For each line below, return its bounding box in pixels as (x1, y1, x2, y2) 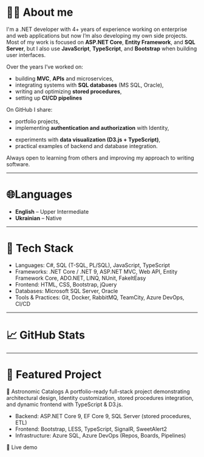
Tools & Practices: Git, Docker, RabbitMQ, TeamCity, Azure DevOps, (15, 294, 185, 301)
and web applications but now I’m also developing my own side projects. (6, 32, 188, 39)
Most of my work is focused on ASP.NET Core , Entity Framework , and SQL (6, 38, 195, 46)
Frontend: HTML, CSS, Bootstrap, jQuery (15, 280, 117, 288)
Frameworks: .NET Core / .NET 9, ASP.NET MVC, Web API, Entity (15, 268, 178, 275)
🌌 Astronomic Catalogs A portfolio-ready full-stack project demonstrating (6, 388, 190, 395)
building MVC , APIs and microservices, (15, 75, 114, 82)
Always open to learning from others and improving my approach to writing (6, 154, 194, 161)
